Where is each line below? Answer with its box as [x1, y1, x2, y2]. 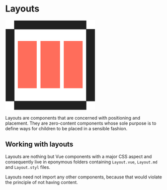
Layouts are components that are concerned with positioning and [5, 115, 141, 121]
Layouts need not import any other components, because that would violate [5, 174, 162, 180]
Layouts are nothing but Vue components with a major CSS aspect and [5, 153, 152, 159]
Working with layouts [5, 140, 74, 149]
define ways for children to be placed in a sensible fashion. [5, 125, 127, 131]
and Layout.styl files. [5, 164, 50, 170]
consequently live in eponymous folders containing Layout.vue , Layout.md [5, 159, 157, 165]
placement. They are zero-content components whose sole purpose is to [5, 120, 157, 126]
